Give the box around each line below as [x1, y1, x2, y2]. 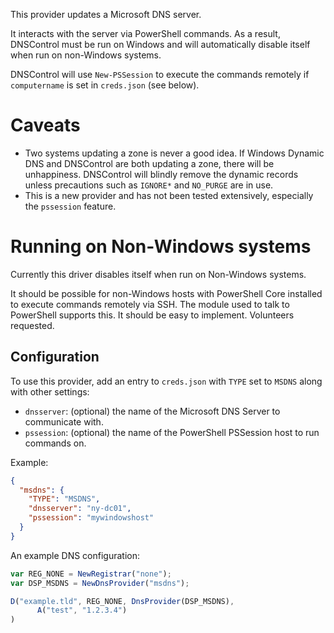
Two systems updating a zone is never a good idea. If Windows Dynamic [24, 147, 325, 159]
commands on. [24, 437, 87, 449]
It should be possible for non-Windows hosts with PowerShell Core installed [10, 287, 323, 299]
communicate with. [24, 415, 104, 428]
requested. [10, 319, 55, 331]
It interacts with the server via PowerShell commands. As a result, [10, 28, 281, 39]
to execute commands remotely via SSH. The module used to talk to [10, 298, 290, 310]
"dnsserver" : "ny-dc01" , [28, 504, 132, 514]
